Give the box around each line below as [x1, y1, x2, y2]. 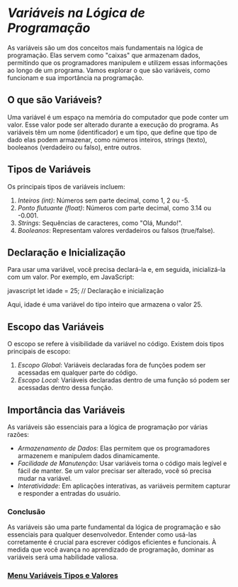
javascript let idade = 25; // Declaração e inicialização [7, 287, 164, 295]
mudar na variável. [17, 474, 72, 482]
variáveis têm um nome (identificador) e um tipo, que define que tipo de [7, 127, 217, 136]
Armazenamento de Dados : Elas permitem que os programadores [17, 444, 210, 452]
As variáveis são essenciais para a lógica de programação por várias [7, 423, 208, 431]
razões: [7, 431, 30, 438]
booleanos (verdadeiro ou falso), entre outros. [7, 143, 142, 152]
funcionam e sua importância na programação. [7, 73, 144, 82]
